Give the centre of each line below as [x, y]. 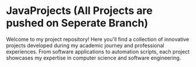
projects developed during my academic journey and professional [85, 45]
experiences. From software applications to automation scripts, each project [98, 51]
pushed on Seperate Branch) [77, 23]
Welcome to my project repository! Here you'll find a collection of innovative [98, 39]
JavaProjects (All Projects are [80, 11]
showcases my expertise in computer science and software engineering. [94, 58]
